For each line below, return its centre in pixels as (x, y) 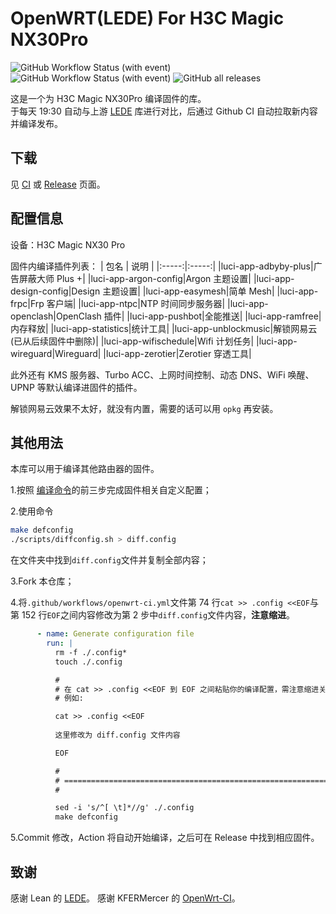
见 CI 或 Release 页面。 (58, 184)
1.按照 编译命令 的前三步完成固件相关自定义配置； (111, 490)
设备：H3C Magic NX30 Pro (68, 244)
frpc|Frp (27, 303)
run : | (60, 643)
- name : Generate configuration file (115, 634)
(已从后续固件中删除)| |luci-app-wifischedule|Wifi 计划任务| (132, 341)
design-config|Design (55, 291)
